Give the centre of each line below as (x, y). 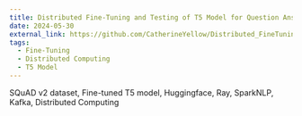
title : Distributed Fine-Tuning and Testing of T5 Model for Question (144, 17)
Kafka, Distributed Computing (64, 102)
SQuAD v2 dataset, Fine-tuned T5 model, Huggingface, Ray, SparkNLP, (142, 92)
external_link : (38, 34)
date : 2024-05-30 (42, 26)
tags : (19, 42)
